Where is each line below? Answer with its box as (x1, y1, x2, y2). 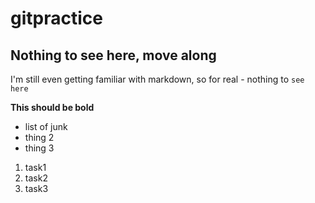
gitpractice (10, 7, 103, 30)
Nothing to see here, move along (10, 47, 217, 64)
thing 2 (24, 132, 55, 143)
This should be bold (10, 102, 95, 113)
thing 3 (24, 142, 55, 154)
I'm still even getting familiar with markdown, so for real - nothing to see (10, 73, 305, 85)
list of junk (24, 121, 68, 132)
